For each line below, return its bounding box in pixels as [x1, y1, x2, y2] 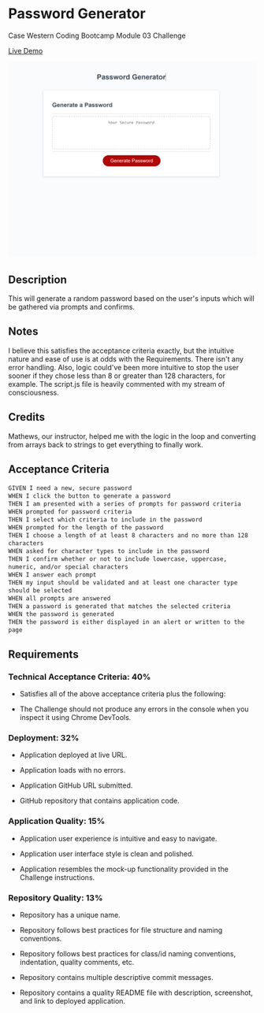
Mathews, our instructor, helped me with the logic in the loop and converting [8, 431, 256, 441]
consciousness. [8, 388, 59, 397]
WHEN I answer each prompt [8, 571, 97, 579]
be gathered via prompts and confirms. [8, 302, 136, 311]
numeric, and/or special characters [8, 563, 128, 571]
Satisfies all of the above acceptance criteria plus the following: [19, 689, 226, 699]
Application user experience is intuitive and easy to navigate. [19, 833, 218, 843]
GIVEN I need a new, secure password [8, 484, 132, 492]
